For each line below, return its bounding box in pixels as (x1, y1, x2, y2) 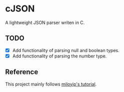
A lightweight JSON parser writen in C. (5, 19, 85, 25)
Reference (5, 68, 38, 76)
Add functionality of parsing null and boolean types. (12, 47, 120, 53)
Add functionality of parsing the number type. (12, 53, 107, 59)
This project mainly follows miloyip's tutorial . (5, 81, 97, 87)
